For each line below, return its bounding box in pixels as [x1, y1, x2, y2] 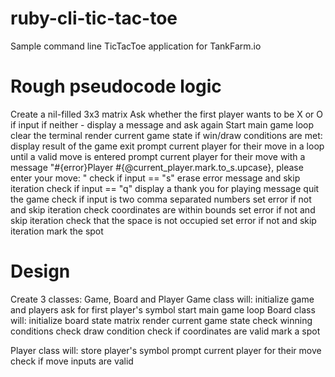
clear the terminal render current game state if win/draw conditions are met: [10, 129, 323, 141]
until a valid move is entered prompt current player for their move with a [10, 150, 306, 162]
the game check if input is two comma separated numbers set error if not [10, 193, 312, 205]
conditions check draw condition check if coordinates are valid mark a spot [10, 325, 321, 337]
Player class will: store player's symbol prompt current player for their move [10, 344, 322, 356]
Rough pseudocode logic [10, 75, 222, 98]
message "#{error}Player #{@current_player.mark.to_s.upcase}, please [10, 161, 304, 173]
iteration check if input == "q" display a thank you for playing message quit [10, 182, 320, 194]
